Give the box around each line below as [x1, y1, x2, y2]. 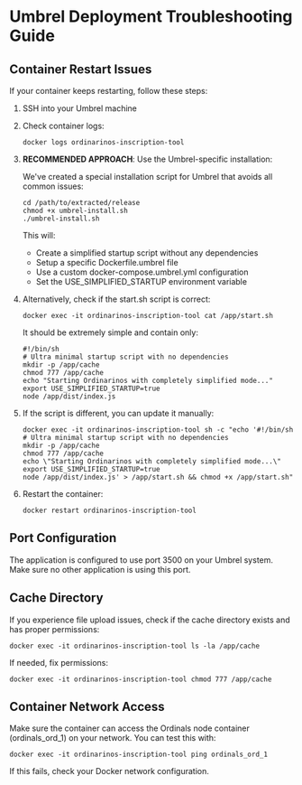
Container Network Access [9, 699, 165, 715]
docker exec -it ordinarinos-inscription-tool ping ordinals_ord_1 [9, 750, 269, 760]
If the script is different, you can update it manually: [22, 408, 215, 418]
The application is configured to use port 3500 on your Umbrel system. [9, 554, 273, 565]
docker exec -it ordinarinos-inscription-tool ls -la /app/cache [9, 641, 260, 650]
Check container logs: [22, 120, 105, 131]
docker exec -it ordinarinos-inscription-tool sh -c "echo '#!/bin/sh [22, 425, 294, 435]
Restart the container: [22, 489, 104, 499]
